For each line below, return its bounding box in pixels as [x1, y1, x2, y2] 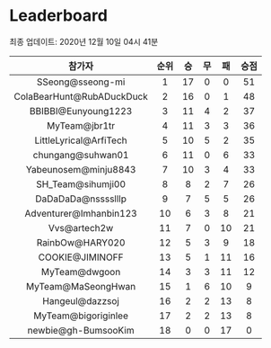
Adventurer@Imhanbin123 [24, 207, 137, 219]
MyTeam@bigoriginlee [32, 309, 128, 322]
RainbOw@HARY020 [36, 236, 126, 248]
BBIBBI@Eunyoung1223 [30, 104, 133, 117]
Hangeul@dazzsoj [42, 294, 119, 307]
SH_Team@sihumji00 [35, 177, 127, 190]
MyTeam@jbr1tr [46, 119, 116, 131]
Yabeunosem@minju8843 [25, 163, 136, 175]
